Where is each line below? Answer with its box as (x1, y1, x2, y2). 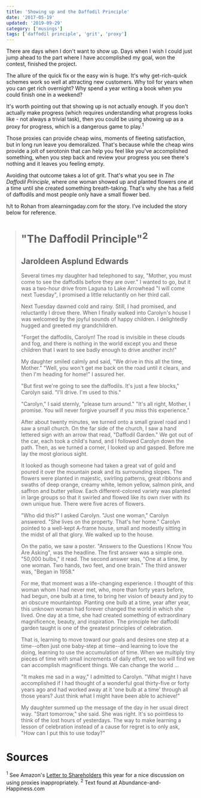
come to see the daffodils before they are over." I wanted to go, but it (20, 279, 191, 286)
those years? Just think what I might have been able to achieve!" (20, 692, 181, 700)
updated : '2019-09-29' (6, 20, 63, 26)
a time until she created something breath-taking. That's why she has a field (6, 184, 194, 192)
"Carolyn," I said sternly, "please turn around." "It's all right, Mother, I (20, 401, 191, 408)
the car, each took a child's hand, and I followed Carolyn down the (20, 438, 184, 445)
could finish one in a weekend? (6, 91, 83, 98)
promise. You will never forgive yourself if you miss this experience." (20, 407, 190, 414)
